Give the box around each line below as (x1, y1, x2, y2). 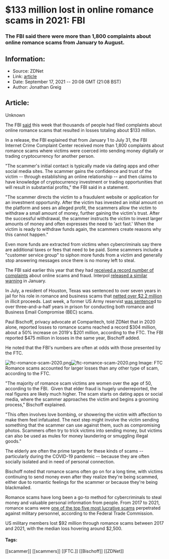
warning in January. (5, 278, 46, 284)
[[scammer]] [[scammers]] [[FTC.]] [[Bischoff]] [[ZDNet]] (5, 548, 124, 554)
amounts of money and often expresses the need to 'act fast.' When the (5, 221, 154, 227)
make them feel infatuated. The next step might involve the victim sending (5, 416, 159, 422)
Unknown (5, 112, 25, 118)
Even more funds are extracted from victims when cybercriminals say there (5, 241, 161, 247)
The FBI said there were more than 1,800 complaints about (5, 33, 151, 40)
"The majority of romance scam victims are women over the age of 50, (5, 380, 152, 386)
